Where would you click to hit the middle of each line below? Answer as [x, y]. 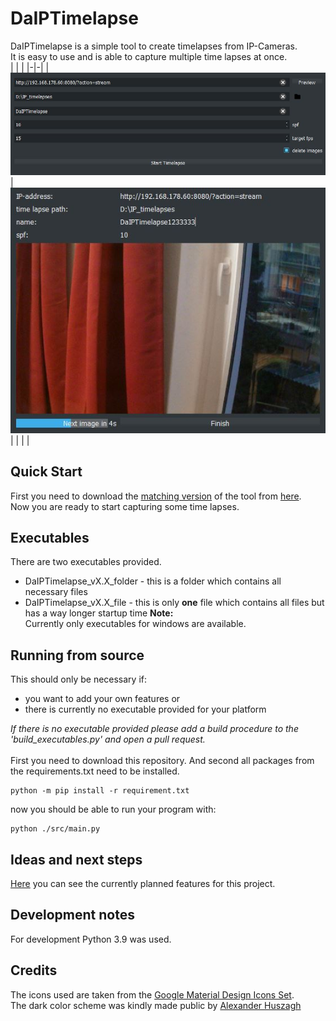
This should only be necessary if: [79, 679]
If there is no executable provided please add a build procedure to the [154, 729]
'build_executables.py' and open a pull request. [108, 739]
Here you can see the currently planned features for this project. [143, 883]
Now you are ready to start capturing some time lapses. [125, 506]
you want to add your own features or [102, 699]
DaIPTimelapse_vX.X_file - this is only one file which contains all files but [174, 603]
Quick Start [46, 472]
